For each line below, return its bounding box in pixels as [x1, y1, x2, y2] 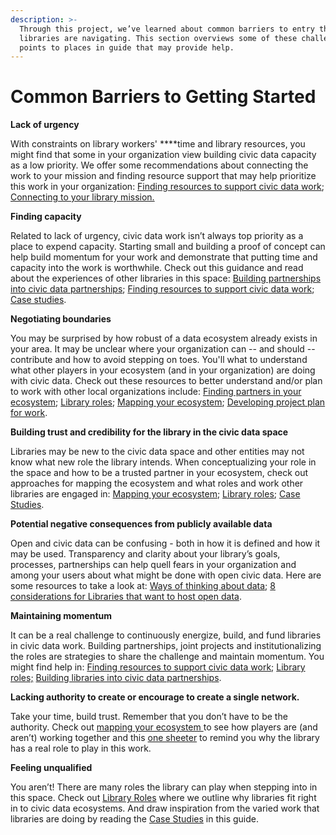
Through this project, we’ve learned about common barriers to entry [19, 24, 315, 34]
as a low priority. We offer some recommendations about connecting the [10, 159, 309, 171]
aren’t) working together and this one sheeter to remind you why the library [10, 732, 320, 744]
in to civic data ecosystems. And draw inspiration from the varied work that [10, 802, 320, 815]
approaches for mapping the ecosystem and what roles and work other [10, 477, 304, 490]
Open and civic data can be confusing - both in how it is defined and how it [10, 537, 321, 550]
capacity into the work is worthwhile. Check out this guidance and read [10, 262, 304, 274]
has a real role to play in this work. [10, 742, 152, 755]
